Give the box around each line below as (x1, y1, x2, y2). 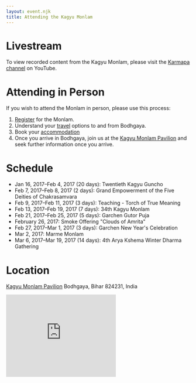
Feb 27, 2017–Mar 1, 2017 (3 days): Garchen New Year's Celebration (14, 224, 178, 231)
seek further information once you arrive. (14, 141, 114, 148)
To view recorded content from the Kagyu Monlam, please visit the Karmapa (6, 59, 190, 66)
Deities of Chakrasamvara (14, 193, 77, 200)
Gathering (14, 243, 39, 250)
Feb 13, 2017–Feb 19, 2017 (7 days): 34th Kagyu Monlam (14, 206, 150, 213)
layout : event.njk (6, 8, 51, 15)
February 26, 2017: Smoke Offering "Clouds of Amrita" (14, 218, 146, 225)
